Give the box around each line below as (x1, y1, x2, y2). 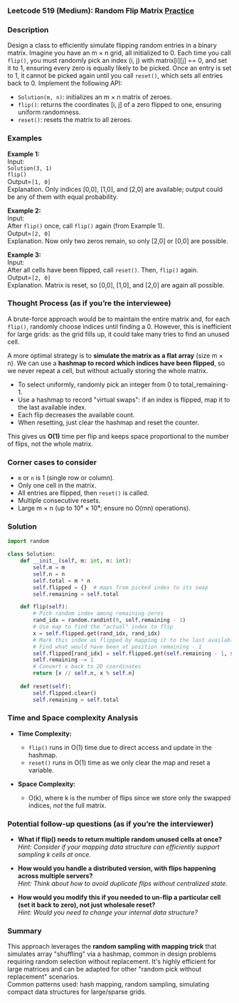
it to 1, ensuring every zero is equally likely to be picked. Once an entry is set (7, 63, 232, 73)
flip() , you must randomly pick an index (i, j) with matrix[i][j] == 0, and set (7, 56, 228, 65)
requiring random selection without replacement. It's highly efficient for (7, 957, 216, 966)
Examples (7, 133, 43, 143)
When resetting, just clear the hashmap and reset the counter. (17, 418, 199, 427)
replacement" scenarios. (7, 972, 80, 981)
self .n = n (33, 570, 65, 578)
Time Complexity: (17, 729, 73, 738)
